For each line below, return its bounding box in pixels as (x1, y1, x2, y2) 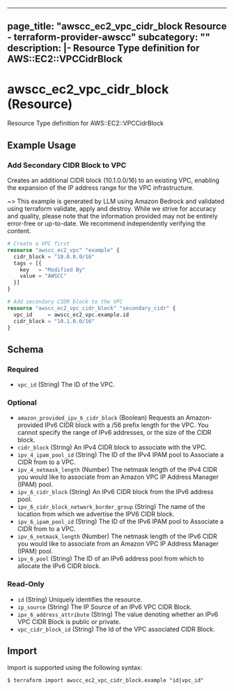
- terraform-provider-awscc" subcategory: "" (7, 31, 211, 43)
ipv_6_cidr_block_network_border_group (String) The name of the (17, 503, 205, 511)
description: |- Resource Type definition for (7, 43, 200, 54)
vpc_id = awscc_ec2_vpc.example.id (13, 311, 130, 318)
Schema (7, 343, 44, 355)
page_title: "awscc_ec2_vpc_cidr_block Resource (7, 20, 227, 32)
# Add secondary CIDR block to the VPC (7, 298, 123, 306)
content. (7, 227, 31, 235)
